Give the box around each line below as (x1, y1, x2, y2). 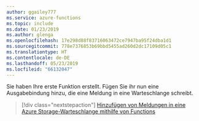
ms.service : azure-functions (6, 15, 81, 21)
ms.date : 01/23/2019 (6, 26, 60, 33)
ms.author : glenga (6, 32, 53, 38)
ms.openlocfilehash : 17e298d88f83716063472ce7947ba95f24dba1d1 (6, 37, 172, 44)
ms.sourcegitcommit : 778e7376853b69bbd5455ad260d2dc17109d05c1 (6, 44, 172, 50)
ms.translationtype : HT (6, 49, 68, 55)
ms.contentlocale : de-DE (6, 55, 70, 61)
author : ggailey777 (6, 9, 57, 15)
